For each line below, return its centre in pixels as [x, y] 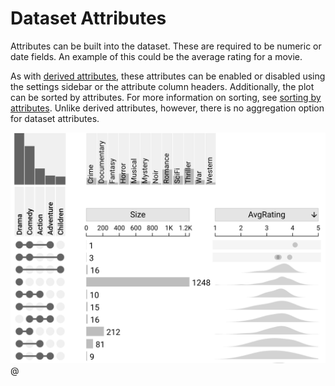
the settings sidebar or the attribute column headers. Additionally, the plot [162, 86]
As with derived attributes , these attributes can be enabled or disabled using [168, 76]
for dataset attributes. [55, 118]
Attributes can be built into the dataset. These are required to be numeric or [166, 46]
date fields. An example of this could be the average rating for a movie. [156, 56]
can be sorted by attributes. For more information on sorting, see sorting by [166, 97]
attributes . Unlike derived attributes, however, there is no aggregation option [167, 108]
